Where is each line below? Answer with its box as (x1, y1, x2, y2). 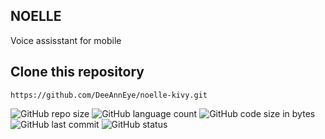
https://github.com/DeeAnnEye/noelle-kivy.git (10, 90, 208, 100)
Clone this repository (10, 64, 145, 81)
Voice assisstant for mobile (10, 34, 122, 46)
